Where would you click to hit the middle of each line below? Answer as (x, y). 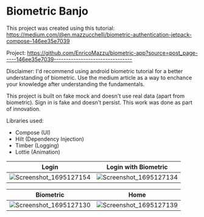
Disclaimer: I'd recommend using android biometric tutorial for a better (95, 71)
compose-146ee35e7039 (38, 41)
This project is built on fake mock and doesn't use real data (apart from (96, 96)
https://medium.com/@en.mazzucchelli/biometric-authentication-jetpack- (99, 34)
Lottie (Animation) (38, 152)
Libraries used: (25, 121)
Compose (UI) (33, 132)
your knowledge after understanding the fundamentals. (76, 84)
